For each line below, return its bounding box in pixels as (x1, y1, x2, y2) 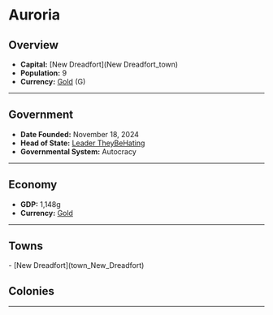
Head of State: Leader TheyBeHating (19, 138, 145, 148)
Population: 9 (19, 68, 67, 78)
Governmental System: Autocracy (19, 146, 136, 156)
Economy (8, 178, 58, 192)
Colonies (8, 284, 55, 298)
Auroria (8, 6, 61, 24)
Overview (8, 38, 59, 52)
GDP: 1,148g (19, 199, 61, 209)
